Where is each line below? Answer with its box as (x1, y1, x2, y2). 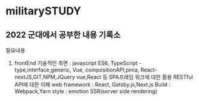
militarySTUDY (5, 4, 82, 18)
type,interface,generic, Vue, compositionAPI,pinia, (14, 66, 139, 73)
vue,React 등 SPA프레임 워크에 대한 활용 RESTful (76, 73, 194, 81)
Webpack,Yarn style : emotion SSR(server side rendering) (14, 88, 158, 94)
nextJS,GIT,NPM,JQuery (14, 73, 76, 81)
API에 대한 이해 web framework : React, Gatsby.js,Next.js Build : (14, 81, 171, 88)
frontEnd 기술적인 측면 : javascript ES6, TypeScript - (14, 60, 142, 67)
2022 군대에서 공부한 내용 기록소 (5, 29, 121, 40)
